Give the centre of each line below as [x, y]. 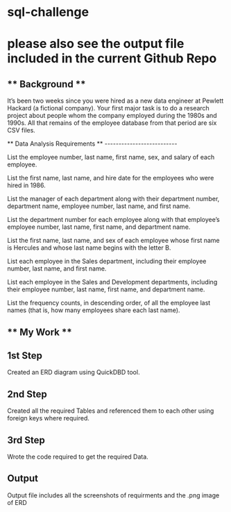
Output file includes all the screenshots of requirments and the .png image [113, 495]
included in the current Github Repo [112, 59]
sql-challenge [48, 12]
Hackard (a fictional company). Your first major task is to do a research [108, 108]
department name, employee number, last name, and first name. [99, 206]
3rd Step [26, 440]
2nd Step [27, 394]
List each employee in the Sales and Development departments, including [112, 282]
